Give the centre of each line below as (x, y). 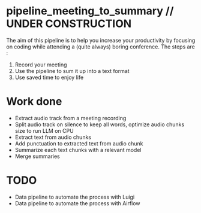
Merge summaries (37, 156)
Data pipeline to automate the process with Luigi (75, 197)
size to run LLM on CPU (44, 130)
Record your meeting (41, 65)
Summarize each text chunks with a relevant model (78, 150)
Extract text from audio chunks (53, 137)
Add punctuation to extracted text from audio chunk (79, 143)
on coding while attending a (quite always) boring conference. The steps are (100, 47)
